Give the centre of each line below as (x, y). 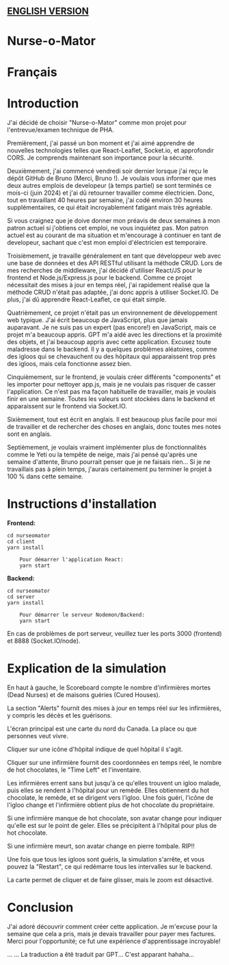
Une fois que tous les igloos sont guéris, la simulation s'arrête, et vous (106, 859)
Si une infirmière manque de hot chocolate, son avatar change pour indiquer (114, 818)
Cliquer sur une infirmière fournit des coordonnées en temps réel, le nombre (114, 762)
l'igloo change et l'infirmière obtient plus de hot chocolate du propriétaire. (111, 805)
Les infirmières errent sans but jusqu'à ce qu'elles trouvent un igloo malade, (114, 783)
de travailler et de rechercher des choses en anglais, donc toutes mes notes (114, 426)
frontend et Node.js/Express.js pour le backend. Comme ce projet (100, 278)
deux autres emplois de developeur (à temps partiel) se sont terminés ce (109, 185)
